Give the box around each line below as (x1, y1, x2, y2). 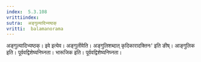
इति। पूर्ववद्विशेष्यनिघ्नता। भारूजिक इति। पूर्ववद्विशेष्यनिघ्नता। (6, 49, 122, 56)
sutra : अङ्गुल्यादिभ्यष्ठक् (6, 20, 57, 26)
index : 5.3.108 (6, 8, 47, 15)
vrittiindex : (6, 14, 39, 20)
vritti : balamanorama (6, 25, 64, 32)
